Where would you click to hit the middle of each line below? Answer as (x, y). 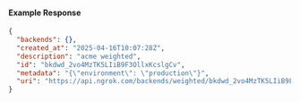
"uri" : (29, 81)
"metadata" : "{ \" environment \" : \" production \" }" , (113, 73)
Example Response (45, 13)
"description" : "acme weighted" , (79, 56)
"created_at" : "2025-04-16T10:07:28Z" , (91, 48)
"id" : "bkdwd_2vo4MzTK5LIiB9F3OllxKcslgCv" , (101, 64)
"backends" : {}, (47, 40)
